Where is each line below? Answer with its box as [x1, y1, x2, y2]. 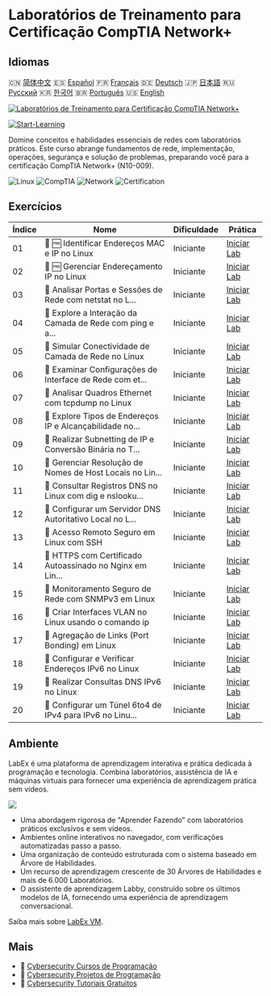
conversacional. [19, 901, 73, 910]
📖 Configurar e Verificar [44, 652, 135, 664]
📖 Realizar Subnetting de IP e [44, 433, 155, 445]
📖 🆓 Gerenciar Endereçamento [44, 260, 163, 272]
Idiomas [8, 55, 50, 69]
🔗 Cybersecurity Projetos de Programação [19, 970, 161, 980]
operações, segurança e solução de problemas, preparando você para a [8, 152, 249, 162]
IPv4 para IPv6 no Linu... [44, 709, 137, 720]
